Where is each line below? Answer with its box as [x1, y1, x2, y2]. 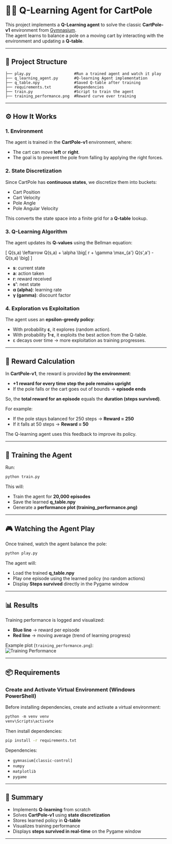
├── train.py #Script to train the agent [5, 89, 134, 94]
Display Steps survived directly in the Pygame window [12, 581, 129, 587]
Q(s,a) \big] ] [5, 255, 32, 261]
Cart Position [12, 189, 40, 195]
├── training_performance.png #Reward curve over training [5, 93, 137, 99]
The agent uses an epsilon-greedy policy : [5, 316, 95, 323]
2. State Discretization [5, 167, 62, 175]
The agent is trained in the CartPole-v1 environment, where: [5, 139, 132, 145]
